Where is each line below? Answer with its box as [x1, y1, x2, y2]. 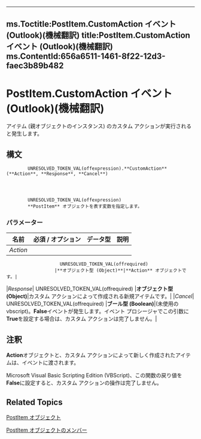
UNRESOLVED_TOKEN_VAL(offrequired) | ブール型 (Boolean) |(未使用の [6, 300, 179, 308]
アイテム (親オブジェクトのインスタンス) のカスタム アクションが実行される [6, 122, 192, 130]
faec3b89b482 [6, 61, 64, 71]
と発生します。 [6, 130, 43, 137]
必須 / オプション [33, 235, 81, 243]
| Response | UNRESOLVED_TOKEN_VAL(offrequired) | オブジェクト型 [6, 285, 173, 293]
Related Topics [6, 397, 63, 407]
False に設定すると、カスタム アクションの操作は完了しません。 [6, 379, 163, 387]
